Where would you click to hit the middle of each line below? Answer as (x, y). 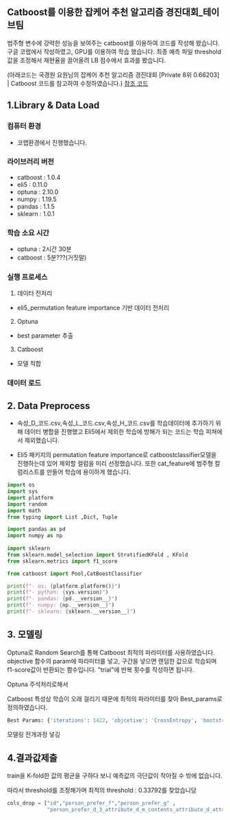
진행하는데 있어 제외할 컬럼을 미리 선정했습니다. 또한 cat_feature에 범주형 (115, 464)
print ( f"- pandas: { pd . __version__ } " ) (62, 599)
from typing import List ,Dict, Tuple (62, 517)
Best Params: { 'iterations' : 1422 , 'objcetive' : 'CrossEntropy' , (102, 720)
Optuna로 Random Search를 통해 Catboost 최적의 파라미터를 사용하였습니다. (111, 652)
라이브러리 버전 (31, 162)
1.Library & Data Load (53, 105)
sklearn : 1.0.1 (36, 213)
